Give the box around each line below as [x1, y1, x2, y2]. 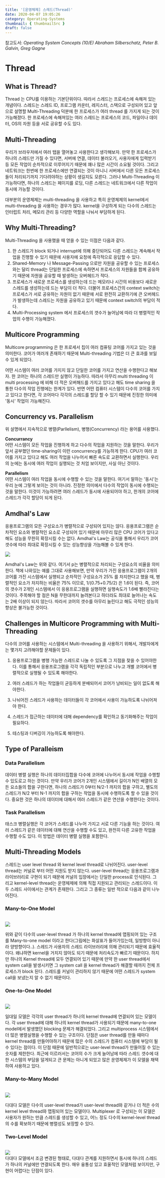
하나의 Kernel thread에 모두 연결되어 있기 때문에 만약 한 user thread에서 [10, 956, 150, 962]
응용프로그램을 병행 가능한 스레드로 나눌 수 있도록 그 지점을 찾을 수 [12, 658, 140, 663]
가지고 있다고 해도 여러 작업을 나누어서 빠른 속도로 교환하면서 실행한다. [14, 454, 150, 460]
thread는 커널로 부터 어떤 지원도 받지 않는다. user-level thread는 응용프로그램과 [5, 868, 159, 874]
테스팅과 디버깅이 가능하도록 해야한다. [12, 730, 85, 736]
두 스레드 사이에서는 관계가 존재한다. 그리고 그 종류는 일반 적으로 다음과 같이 [5, 886, 151, 892]
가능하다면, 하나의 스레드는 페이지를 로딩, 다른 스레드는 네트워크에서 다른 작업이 [5, 180, 158, 186]
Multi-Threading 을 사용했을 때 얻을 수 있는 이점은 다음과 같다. [5, 237, 126, 243]
